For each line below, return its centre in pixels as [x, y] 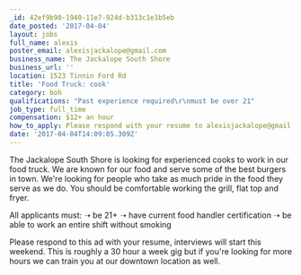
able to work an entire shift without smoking [91, 224]
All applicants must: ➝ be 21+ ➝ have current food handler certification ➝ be [150, 215]
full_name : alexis [44, 43]
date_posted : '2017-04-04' [60, 26]
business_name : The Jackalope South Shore [90, 59]
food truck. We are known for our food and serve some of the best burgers [148, 169]
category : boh [36, 92]
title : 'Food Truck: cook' [60, 84]
